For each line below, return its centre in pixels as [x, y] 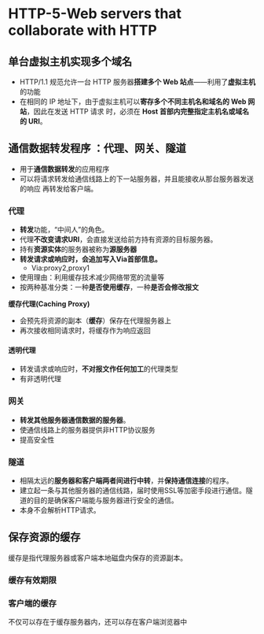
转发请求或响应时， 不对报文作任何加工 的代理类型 [99, 369]
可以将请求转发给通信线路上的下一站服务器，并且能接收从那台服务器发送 [136, 179]
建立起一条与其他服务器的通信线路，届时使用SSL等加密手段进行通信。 [132, 490]
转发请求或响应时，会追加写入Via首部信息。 [91, 259]
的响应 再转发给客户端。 [59, 188]
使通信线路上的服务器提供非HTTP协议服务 [87, 429]
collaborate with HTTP [82, 30]
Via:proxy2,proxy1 [60, 268]
